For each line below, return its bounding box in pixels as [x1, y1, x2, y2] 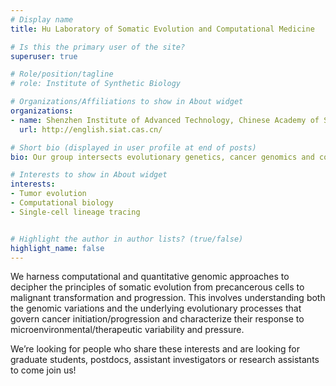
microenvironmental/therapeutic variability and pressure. [10, 324, 245, 336]
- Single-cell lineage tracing [10, 207, 141, 217]
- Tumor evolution [10, 189, 87, 199]
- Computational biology [10, 198, 114, 208]
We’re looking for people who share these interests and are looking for [10, 343, 301, 355]
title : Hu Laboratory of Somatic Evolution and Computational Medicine [10, 24, 315, 34]
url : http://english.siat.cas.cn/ [19, 124, 163, 135]
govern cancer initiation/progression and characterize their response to [10, 313, 305, 325]
